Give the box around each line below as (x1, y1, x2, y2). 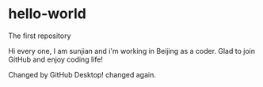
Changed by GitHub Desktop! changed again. (8, 70, 156, 79)
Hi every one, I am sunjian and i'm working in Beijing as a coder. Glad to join (8, 46, 256, 55)
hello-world (8, 5, 87, 23)
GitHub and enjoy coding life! (8, 55, 103, 64)
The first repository (8, 31, 71, 40)
